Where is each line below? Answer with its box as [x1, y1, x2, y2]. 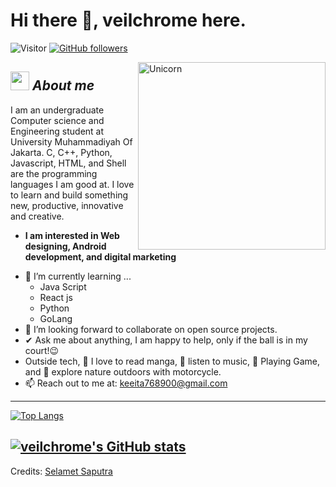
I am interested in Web [24, 229, 120, 241]
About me [31, 77, 95, 94]
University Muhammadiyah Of [10, 135, 133, 148]
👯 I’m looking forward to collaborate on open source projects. [24, 323, 278, 335]
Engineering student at [10, 125, 105, 137]
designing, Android [24, 240, 107, 252]
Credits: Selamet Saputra [10, 465, 113, 477]
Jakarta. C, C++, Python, [10, 146, 113, 158]
